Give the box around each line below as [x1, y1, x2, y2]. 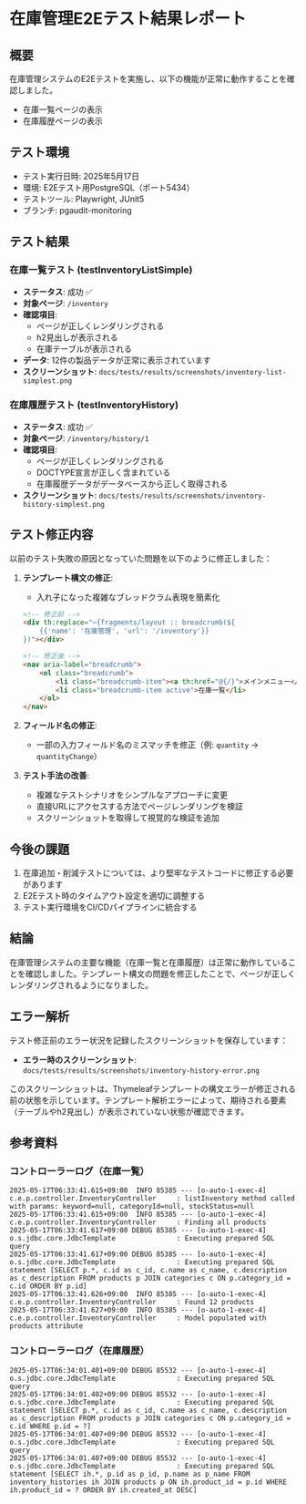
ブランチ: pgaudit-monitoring [22, 204, 132, 215]
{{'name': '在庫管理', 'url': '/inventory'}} [39, 626, 209, 636]
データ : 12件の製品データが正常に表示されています [22, 355, 211, 366]
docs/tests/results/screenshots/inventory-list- [98, 367, 287, 376]
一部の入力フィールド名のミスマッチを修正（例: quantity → [36, 739, 260, 750]
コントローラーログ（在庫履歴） [9, 1344, 150, 1357]
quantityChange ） [36, 751, 102, 762]
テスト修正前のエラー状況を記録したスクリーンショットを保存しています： [9, 1035, 289, 1046]
